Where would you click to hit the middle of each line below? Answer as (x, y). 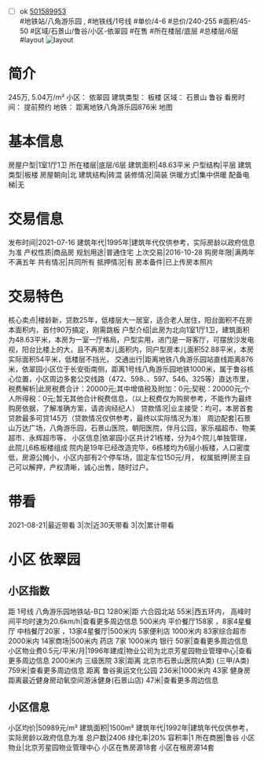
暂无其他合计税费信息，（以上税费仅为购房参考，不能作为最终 (154, 398)
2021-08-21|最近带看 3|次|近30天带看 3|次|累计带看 (91, 524)
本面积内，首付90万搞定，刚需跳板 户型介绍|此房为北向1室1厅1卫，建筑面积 (129, 330)
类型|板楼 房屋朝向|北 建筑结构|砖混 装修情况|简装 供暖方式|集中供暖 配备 (125, 174)
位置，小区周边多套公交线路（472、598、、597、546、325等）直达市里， (134, 378)
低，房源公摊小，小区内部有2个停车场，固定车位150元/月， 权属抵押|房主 (126, 457)
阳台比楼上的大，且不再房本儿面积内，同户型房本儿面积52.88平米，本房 (137, 349)
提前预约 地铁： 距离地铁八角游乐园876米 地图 (98, 107)
